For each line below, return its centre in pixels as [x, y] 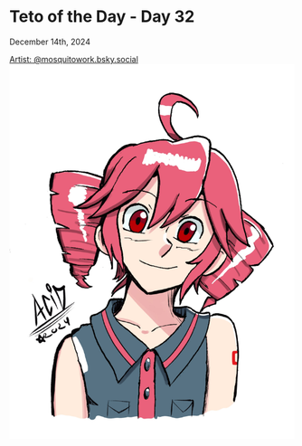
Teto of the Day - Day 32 [102, 17]
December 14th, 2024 [50, 42]
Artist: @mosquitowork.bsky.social [74, 59]
